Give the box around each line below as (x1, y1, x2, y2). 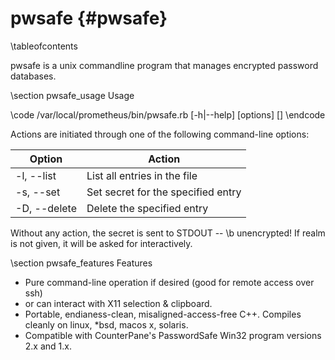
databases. (10, 70, 57, 82)
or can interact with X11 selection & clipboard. (24, 297, 213, 309)
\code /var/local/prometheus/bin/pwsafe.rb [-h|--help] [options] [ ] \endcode (10, 108, 326, 121)
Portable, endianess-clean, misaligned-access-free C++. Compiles (24, 308, 302, 320)
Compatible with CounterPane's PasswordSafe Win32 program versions (24, 329, 322, 341)
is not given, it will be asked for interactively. (10, 237, 193, 249)
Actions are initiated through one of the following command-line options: (10, 128, 310, 140)
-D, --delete (15, 201, 77, 215)
